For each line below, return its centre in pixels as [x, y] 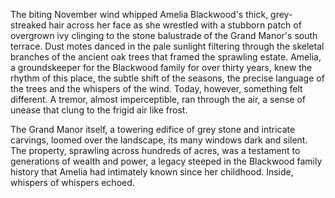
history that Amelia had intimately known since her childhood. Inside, [152, 172]
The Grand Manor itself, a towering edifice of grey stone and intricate [153, 129]
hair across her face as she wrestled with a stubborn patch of [175, 25]
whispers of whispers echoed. [72, 182]
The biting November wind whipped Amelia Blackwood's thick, [139, 14]
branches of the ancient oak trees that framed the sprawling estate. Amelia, [166, 57]
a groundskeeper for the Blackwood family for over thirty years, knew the [161, 67]
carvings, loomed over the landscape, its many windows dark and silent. [159, 140]
